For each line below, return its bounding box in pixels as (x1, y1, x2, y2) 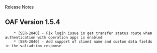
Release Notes (5, 4, 34, 10)
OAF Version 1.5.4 (5, 18, 60, 26)
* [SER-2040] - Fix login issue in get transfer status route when (14, 31, 152, 36)
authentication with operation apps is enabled (5, 35, 103, 40)
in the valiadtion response (5, 43, 62, 48)
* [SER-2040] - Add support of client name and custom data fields (14, 39, 152, 44)
